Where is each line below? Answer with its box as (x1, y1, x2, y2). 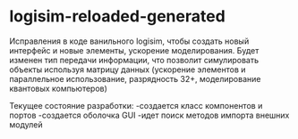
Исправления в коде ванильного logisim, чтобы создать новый (9, 36, 250, 46)
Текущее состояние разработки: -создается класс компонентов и (9, 100, 263, 110)
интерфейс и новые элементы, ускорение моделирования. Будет (9, 45, 260, 55)
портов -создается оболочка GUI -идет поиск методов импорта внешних (9, 110, 290, 120)
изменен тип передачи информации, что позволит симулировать (9, 54, 260, 65)
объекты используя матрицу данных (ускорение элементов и (9, 64, 246, 75)
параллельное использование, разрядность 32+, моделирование (9, 73, 261, 84)
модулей (9, 119, 43, 130)
